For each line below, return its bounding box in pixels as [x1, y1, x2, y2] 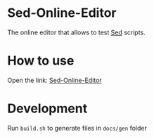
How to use [7, 53, 75, 69]
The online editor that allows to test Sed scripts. [7, 28, 146, 37]
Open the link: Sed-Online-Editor [7, 76, 102, 84]
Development [7, 100, 88, 117]
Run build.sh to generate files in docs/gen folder [7, 124, 148, 132]
